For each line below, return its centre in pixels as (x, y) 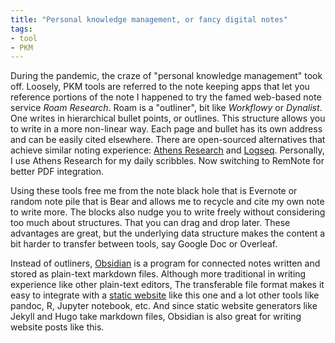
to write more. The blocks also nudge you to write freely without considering (168, 212)
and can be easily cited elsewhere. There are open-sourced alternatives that (168, 140)
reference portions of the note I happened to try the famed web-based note (166, 97)
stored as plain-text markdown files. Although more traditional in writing (158, 274)
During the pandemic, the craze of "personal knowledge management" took (166, 76)
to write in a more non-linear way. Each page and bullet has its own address (166, 129)
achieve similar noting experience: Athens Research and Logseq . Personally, (167, 150)
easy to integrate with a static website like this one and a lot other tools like (165, 295)
